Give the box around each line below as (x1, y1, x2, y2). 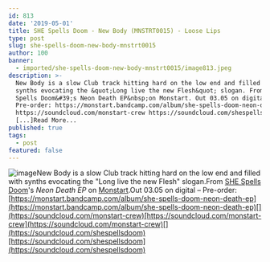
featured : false (8, 146, 63, 154)
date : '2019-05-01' (8, 19, 74, 27)
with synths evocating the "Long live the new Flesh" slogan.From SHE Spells (8, 177, 261, 186)
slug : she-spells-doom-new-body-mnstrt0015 (8, 42, 157, 50)
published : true (8, 124, 63, 132)
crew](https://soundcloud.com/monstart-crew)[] (8, 219, 169, 229)
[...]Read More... (15, 117, 78, 125)
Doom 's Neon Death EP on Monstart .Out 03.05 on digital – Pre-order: (8, 186, 237, 195)
